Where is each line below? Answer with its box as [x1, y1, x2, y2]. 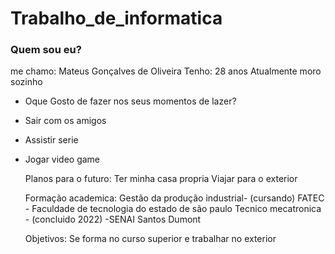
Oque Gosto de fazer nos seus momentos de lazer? [24, 95, 237, 107]
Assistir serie [24, 134, 79, 146]
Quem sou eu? [10, 43, 82, 57]
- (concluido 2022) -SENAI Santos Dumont [24, 213, 202, 226]
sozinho [10, 76, 43, 88]
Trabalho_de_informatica [10, 7, 223, 30]
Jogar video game [24, 153, 101, 166]
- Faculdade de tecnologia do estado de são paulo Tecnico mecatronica [24, 203, 322, 215]
